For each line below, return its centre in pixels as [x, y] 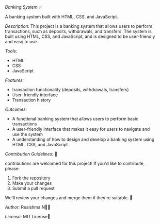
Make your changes [32, 183]
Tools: [11, 51]
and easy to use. [22, 42]
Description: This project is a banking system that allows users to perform [79, 26]
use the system [27, 134]
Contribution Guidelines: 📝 [31, 154]
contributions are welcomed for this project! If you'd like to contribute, [75, 163]
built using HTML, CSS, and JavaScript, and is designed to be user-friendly [80, 36]
